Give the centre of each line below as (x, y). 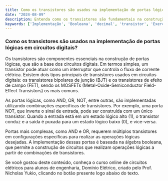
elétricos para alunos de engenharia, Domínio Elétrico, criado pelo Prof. (79, 167)
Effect (11, 90)
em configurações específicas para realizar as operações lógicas (72, 136)
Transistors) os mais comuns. (49, 90)
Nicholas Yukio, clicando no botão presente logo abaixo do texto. (72, 173)
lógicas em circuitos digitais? (41, 48)
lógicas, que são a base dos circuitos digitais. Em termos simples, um (77, 64)
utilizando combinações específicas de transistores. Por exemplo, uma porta (84, 105)
